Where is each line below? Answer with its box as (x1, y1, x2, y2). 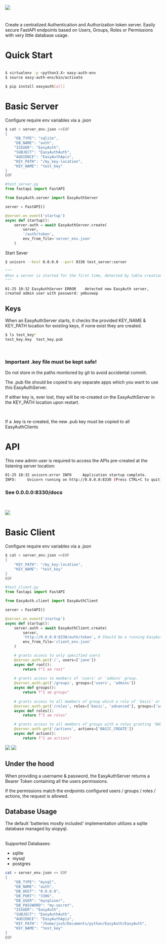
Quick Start (5, 50, 53, 61)
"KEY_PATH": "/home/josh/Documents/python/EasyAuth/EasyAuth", (14, 921, 147, 926)
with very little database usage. (5, 32, 69, 38)
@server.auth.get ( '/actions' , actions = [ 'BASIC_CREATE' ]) (14, 727, 134, 732)
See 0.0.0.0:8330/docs (5, 489, 63, 496)
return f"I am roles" (23, 713, 68, 718)
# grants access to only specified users (14, 653, 100, 658)
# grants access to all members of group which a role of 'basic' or (14, 699, 161, 704)
